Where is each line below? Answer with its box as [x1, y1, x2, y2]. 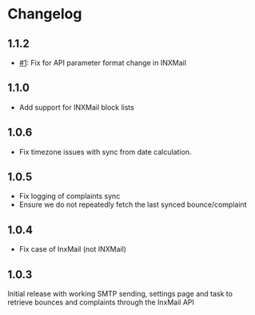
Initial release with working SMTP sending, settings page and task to [7, 289, 233, 299]
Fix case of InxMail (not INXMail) [18, 244, 127, 254]
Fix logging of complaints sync [18, 192, 121, 201]
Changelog [7, 5, 82, 23]
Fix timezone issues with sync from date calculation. [18, 147, 192, 156]
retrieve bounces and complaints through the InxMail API [7, 297, 195, 307]
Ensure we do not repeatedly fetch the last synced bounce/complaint [18, 200, 247, 209]
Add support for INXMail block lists [18, 102, 135, 112]
